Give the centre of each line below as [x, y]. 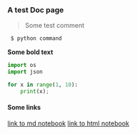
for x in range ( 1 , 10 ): [43, 84]
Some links [24, 108]
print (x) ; [35, 91]
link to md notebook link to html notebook [68, 123]
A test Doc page [36, 10]
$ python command [36, 38]
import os [22, 66]
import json [25, 72]
